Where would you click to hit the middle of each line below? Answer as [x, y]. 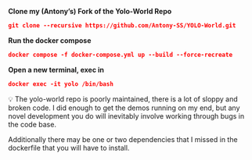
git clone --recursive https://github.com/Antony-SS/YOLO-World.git [122, 26]
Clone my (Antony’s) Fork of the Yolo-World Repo [90, 11]
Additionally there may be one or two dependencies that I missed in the [123, 139]
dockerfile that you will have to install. [69, 148]
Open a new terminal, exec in [56, 69]
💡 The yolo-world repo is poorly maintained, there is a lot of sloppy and [123, 99]
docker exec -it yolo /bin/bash [61, 84]
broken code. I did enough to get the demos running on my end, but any [124, 108]
